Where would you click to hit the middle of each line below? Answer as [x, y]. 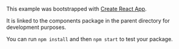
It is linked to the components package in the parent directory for [88, 21]
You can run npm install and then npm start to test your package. [89, 39]
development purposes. [36, 27]
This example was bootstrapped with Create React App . [77, 9]
